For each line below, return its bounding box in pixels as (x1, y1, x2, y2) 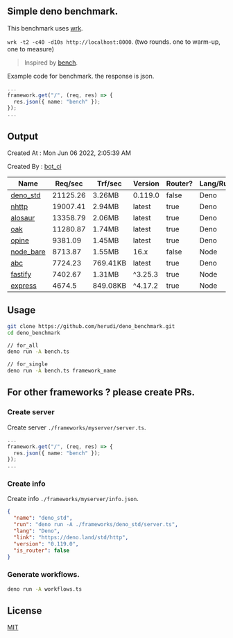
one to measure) (7, 44, 54, 53)
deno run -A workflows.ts (7, 585, 82, 593)
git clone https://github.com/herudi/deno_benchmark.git (7, 322, 175, 329)
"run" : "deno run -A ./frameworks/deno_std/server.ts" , (13, 521, 178, 528)
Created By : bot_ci (7, 163, 62, 170)
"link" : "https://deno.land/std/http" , (13, 534, 129, 541)
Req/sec (55, 179, 83, 188)
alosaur (10, 213, 35, 222)
